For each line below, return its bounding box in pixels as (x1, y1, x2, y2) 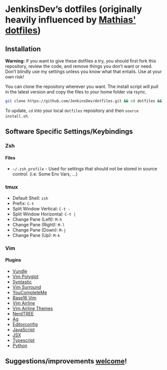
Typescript (12, 337, 35, 343)
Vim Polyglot (12, 273, 39, 279)
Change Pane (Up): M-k (12, 232, 60, 238)
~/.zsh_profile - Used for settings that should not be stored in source (12, 166, 157, 172)
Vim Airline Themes (12, 305, 53, 311)
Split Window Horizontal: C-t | (12, 211, 76, 217)
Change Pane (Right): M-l (12, 221, 65, 227)
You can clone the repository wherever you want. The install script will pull (5, 83, 158, 89)
